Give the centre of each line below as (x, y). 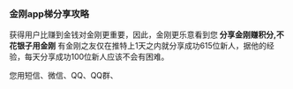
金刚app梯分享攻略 (49, 13)
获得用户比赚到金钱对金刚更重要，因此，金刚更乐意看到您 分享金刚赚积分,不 (146, 35)
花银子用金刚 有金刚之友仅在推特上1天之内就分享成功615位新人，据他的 (138, 46)
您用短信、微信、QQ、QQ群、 (64, 76)
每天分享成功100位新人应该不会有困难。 (97, 57)
